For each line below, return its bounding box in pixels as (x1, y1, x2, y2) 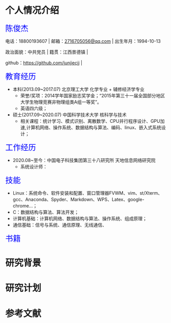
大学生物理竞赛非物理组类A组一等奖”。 (20, 99, 102, 105)
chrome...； (12, 202, 38, 209)
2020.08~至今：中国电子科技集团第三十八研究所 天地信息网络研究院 (12, 157, 156, 163)
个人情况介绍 (5, 5, 60, 16)
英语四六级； (20, 105, 47, 111)
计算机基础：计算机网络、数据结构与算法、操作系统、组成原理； (12, 215, 147, 222)
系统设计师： (20, 164, 47, 170)
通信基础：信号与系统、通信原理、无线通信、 (12, 222, 107, 228)
